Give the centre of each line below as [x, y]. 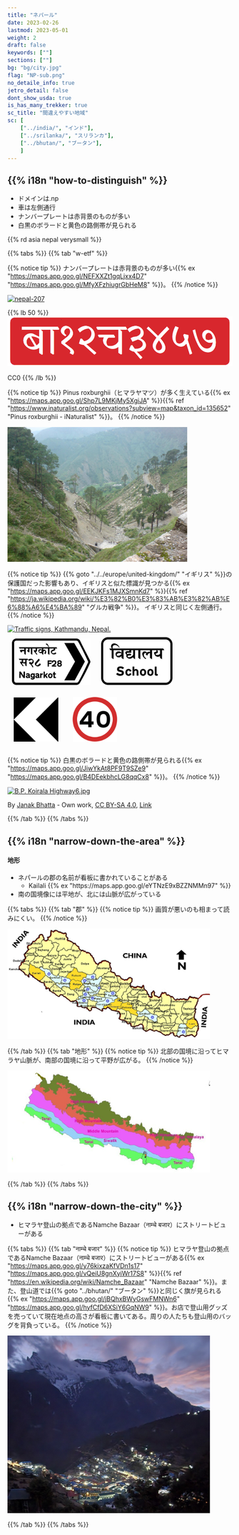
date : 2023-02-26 [33, 22]
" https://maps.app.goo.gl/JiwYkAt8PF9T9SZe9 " [78, 768]
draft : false [27, 45]
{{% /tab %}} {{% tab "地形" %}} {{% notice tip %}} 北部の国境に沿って [112, 1051]
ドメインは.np [38, 198]
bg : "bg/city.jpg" [35, 68]
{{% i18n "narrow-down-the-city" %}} [95, 1207]
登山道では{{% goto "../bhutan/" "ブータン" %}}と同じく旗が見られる [121, 1290]
